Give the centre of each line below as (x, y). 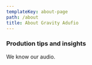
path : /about (22, 17)
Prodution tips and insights (46, 44)
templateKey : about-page (37, 12)
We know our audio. (31, 57)
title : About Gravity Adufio (42, 23)
